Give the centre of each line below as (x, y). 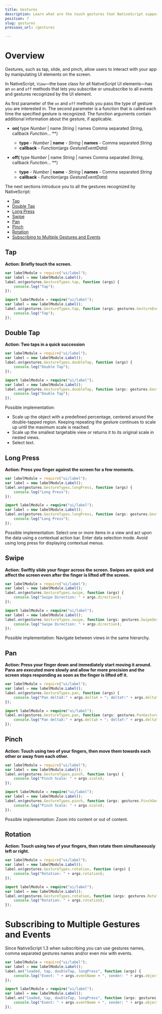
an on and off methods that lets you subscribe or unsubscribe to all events (79, 89)
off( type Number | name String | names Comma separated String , (78, 158)
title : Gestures (21, 9)
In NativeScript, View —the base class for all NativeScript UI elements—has (79, 84)
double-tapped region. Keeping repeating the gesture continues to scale (84, 422)
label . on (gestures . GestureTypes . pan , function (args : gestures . (71, 715)
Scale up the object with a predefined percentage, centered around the (83, 417)
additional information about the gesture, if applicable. (59, 119)
